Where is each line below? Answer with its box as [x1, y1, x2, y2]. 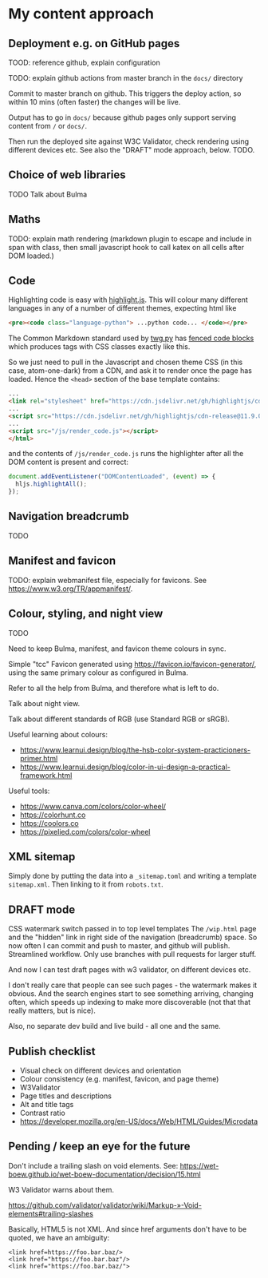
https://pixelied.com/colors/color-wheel [19, 827, 151, 836]
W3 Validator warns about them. [8, 1185, 114, 1194]
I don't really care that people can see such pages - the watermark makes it [8, 980, 258, 990]
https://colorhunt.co [19, 810, 86, 820]
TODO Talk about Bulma [8, 189, 88, 199]
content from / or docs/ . [8, 121, 88, 130]
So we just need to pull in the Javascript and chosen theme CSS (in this [8, 357, 243, 367]
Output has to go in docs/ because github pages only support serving [8, 113, 237, 122]
